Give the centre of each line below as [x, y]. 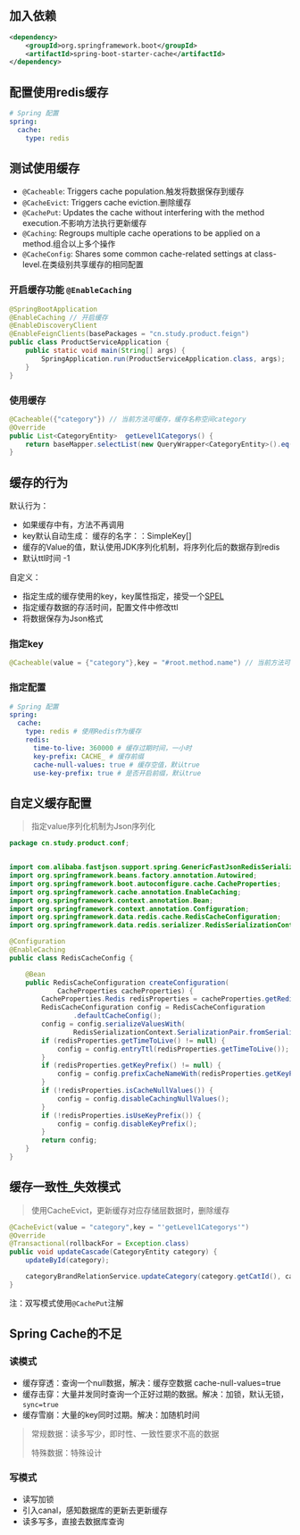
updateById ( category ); [67, 1261]
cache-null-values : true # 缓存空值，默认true [116, 765]
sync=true [41, 1405]
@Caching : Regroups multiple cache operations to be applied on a [141, 233]
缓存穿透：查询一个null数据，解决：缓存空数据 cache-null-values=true [151, 1382]
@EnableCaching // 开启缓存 [59, 317]
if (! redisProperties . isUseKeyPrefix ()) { [121, 1115]
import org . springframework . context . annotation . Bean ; [112, 901]
